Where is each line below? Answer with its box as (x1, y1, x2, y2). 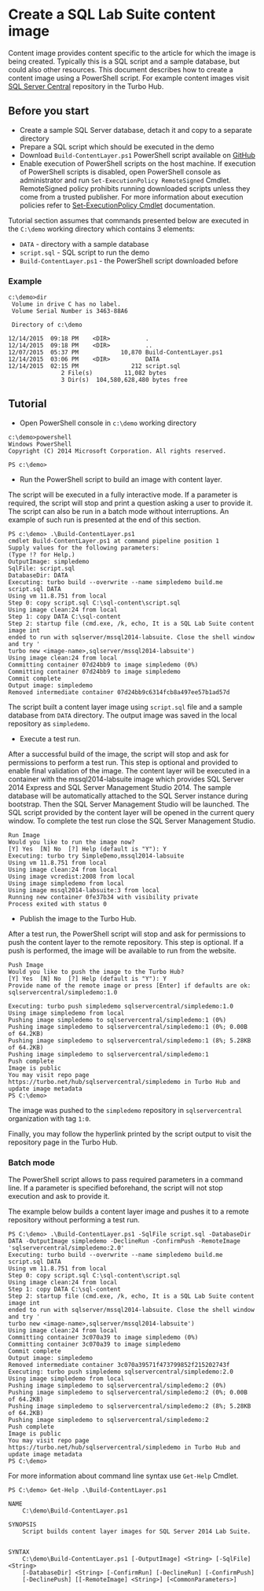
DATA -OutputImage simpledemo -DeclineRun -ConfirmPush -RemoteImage (8, 1237, 241, 1245)
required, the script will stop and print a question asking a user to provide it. (8, 498, 253, 508)
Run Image (8, 831, 41, 839)
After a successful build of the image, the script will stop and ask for (8, 749, 229, 759)
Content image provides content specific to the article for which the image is (8, 48, 256, 57)
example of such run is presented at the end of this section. (8, 515, 201, 524)
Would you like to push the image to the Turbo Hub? (8, 968, 185, 976)
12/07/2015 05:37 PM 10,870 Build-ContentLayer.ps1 (8, 348, 223, 357)
